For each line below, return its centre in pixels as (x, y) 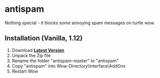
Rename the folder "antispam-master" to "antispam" (65, 61)
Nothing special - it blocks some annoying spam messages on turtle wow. (80, 23)
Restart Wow (25, 71)
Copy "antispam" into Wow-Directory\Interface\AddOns (69, 66)
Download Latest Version (38, 50)
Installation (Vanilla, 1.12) (44, 38)
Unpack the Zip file (31, 55)
